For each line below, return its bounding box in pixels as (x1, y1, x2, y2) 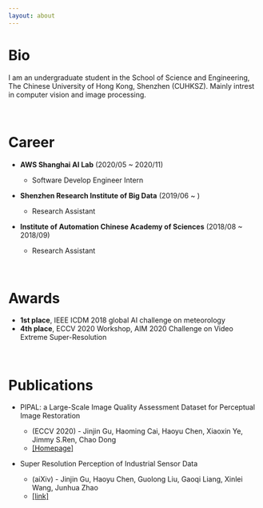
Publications (8, 376, 94, 394)
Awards (8, 289, 61, 307)
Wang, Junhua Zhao (31, 483, 98, 493)
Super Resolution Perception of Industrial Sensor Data (19, 459, 198, 469)
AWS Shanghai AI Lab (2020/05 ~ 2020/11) (19, 159, 164, 169)
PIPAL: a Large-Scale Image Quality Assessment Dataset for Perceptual (19, 402, 256, 412)
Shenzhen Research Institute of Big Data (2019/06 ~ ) (19, 190, 201, 200)
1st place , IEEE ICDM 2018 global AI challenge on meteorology (19, 315, 226, 325)
